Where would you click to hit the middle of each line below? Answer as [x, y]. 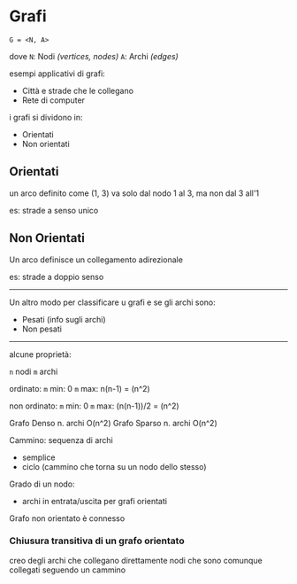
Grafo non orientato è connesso [67, 518]
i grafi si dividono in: [46, 117]
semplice [38, 457]
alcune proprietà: [40, 354]
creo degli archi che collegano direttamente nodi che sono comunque [136, 560]
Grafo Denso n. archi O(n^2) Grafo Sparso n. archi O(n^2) [114, 423]
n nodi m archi [34, 371]
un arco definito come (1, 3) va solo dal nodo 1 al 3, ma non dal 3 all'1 [134, 193]
